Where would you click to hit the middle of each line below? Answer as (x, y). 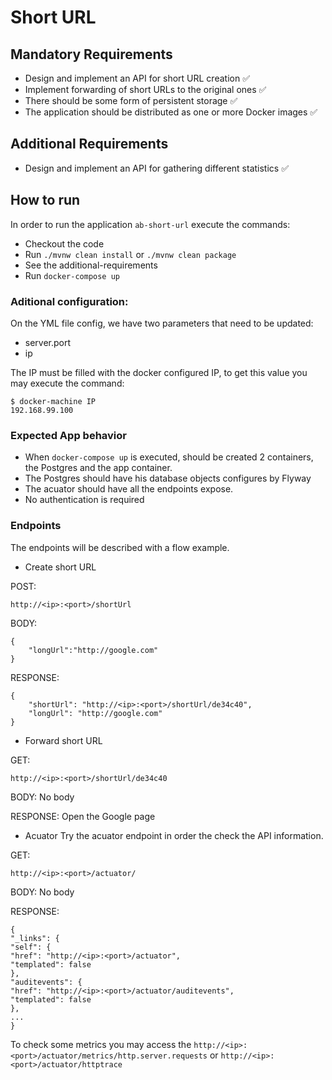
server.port (48, 342)
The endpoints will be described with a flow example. (120, 547)
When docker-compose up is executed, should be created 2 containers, (169, 457)
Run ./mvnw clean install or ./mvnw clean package (130, 254)
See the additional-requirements (91, 265)
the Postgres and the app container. (98, 468)
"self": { (31, 947)
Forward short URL (63, 740)
